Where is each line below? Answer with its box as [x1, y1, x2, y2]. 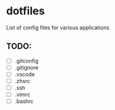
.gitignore [14, 64, 39, 71]
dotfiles [6, 4, 45, 18]
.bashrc [14, 97, 34, 105]
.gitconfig [14, 57, 39, 64]
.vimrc [14, 91, 31, 98]
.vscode [14, 71, 35, 78]
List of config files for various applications [6, 24, 110, 31]
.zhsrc [14, 77, 31, 84]
